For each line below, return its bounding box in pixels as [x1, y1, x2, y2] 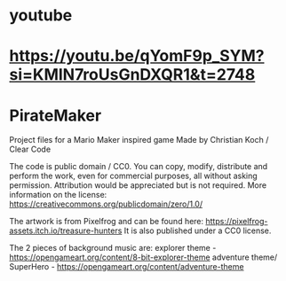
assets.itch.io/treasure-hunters [9, 225, 123, 236]
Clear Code [9, 144, 52, 155]
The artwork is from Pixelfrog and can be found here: [9, 216, 204, 227]
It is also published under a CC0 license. [123, 225, 272, 236]
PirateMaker [9, 105, 102, 125]
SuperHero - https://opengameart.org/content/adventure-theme [9, 261, 244, 272]
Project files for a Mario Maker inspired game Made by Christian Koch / [9, 135, 269, 145]
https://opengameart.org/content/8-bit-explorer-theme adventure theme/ [9, 252, 278, 262]
